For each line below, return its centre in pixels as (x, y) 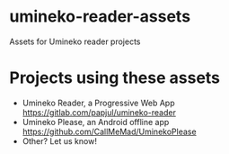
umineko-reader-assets (100, 17)
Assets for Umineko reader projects (75, 41)
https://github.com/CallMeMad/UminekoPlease (109, 131)
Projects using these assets (115, 78)
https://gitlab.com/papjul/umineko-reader (99, 112)
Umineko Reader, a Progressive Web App (98, 103)
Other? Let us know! (59, 140)
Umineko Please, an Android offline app (96, 122)
